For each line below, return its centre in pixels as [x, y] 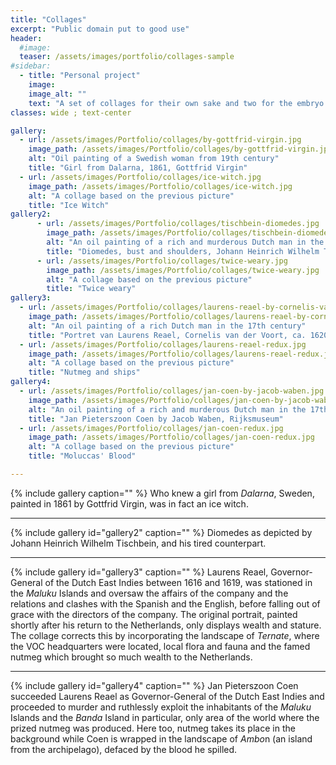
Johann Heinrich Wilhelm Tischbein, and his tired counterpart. [138, 543]
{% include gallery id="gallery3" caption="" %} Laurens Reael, [139, 572]
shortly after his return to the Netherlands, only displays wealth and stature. [166, 625]
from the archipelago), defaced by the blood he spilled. [124, 749]
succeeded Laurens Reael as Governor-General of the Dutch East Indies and [167, 696]
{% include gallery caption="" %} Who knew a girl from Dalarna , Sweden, [162, 493]
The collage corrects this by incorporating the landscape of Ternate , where [165, 635]
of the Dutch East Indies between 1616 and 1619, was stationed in [178, 582]
